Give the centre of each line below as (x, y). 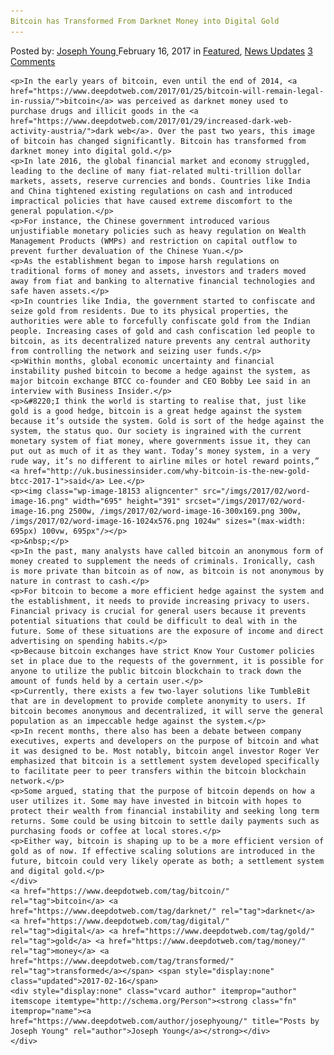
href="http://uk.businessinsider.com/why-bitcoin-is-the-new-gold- (167, 471)
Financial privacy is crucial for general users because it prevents (158, 611)
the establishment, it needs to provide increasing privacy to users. (160, 601)
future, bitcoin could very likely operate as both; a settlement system (167, 861)
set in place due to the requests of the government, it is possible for (167, 661)
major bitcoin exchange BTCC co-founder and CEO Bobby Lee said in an (160, 381)
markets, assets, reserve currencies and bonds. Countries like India (160, 181)
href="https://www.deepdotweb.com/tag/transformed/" (122, 961)
